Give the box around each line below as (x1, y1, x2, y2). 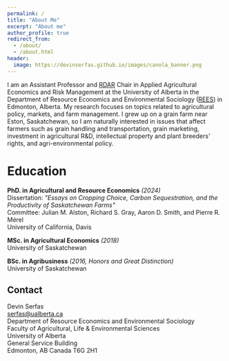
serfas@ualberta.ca (7, 310, 63, 318)
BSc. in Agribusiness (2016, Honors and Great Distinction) (7, 257, 174, 265)
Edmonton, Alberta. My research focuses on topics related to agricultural (7, 102, 215, 110)
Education (7, 163, 67, 179)
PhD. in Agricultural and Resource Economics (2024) (7, 186, 161, 194)
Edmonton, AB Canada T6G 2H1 (7, 347, 98, 355)
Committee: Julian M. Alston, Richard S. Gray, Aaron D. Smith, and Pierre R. (7, 208, 221, 216)
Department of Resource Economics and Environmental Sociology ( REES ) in (7, 95, 223, 104)
